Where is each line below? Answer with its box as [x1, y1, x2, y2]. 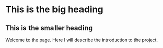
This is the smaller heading [5, 24, 93, 32]
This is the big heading [5, 4, 103, 15]
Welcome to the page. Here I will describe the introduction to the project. [5, 37, 158, 43]
